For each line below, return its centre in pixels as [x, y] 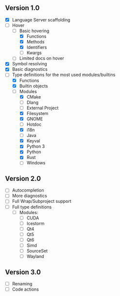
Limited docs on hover [42, 59]
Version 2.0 [23, 178]
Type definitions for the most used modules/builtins [64, 75]
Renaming [22, 284]
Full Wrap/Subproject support [42, 201]
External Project [43, 108]
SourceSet [37, 251]
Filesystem [37, 113]
